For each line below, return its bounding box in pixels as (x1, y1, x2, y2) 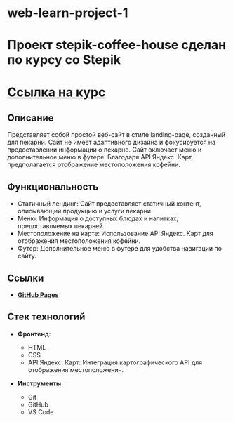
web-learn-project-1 (7, 5, 128, 21)
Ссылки (7, 272, 44, 284)
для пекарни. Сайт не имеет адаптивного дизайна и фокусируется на (7, 138, 216, 147)
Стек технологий (7, 311, 86, 323)
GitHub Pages (17, 291, 59, 299)
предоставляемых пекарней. (17, 222, 105, 230)
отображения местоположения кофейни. (17, 237, 141, 245)
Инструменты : (17, 379, 63, 388)
